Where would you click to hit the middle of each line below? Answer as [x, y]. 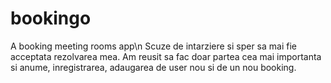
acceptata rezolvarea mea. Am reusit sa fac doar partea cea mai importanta [166, 56]
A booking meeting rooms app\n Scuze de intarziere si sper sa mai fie [153, 46]
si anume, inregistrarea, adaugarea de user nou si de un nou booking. [153, 67]
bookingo [51, 18]
